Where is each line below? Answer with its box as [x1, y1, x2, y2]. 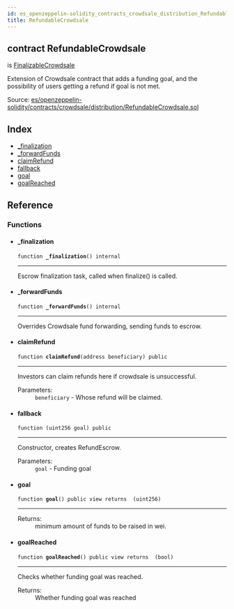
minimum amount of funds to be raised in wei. [34, 522, 167, 531]
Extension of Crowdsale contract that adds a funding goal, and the [7, 75, 198, 83]
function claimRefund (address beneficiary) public [17, 353, 168, 360]
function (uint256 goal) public [17, 425, 111, 432]
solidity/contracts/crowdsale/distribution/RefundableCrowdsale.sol [7, 103, 199, 112]
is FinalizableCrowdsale [7, 61, 75, 70]
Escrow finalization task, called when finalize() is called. [17, 272, 178, 280]
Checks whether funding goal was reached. [17, 572, 143, 580]
